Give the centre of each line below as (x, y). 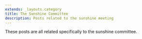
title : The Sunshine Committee (37, 14)
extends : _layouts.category (33, 9)
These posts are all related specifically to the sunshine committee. (71, 32)
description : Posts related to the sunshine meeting (59, 18)
